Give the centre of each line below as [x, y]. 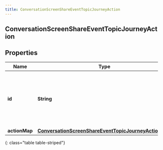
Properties [21, 53]
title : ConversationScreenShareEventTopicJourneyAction [63, 9]
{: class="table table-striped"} [35, 142]
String [45, 98]
